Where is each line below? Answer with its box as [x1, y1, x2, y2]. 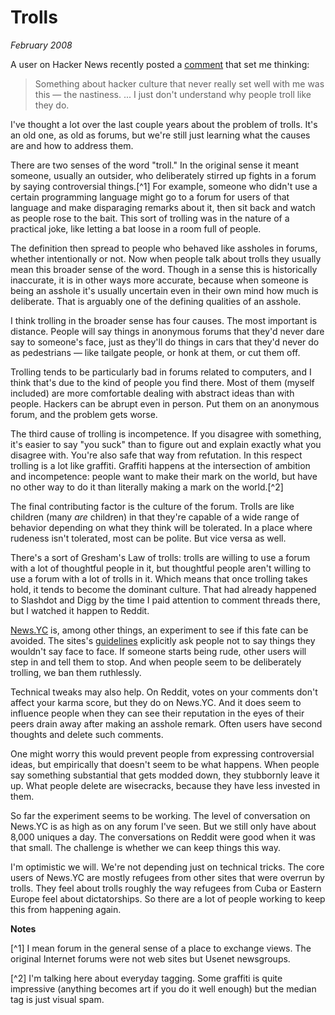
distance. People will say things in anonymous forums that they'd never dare [10, 325, 325, 337]
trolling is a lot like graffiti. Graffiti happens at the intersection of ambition [10, 459, 311, 471]
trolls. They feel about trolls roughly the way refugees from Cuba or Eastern [10, 882, 322, 894]
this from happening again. [10, 903, 122, 915]
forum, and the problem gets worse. [10, 408, 158, 420]
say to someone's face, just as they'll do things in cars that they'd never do [10, 336, 320, 348]
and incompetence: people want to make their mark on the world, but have [10, 470, 318, 482]
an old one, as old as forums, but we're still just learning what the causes [10, 129, 311, 141]
